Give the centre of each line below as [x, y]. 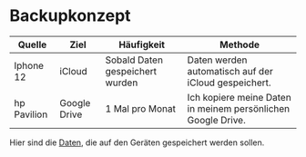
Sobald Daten [134, 60]
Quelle [32, 44]
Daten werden [217, 60]
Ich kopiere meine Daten [239, 97]
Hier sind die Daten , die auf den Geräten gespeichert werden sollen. [137, 142]
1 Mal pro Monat [140, 108]
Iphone [29, 65]
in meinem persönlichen [239, 108]
